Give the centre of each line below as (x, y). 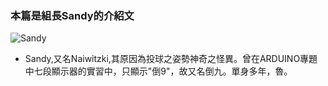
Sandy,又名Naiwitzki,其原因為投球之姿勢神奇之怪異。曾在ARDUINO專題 (171, 59)
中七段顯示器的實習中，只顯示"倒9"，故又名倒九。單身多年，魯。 (158, 71)
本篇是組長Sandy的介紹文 (72, 15)
